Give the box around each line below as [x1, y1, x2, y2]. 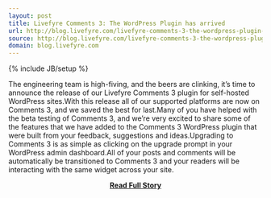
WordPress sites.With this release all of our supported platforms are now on [8, 97, 261, 106]
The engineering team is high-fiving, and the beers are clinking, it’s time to [8, 80, 256, 89]
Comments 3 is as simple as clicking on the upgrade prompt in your [8, 139, 233, 149]
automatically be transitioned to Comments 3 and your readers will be [8, 156, 240, 166]
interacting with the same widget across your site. [8, 165, 174, 175]
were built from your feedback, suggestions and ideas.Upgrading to [8, 130, 234, 141]
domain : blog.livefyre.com [8, 42, 99, 50]
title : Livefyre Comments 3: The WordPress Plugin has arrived [8, 19, 226, 27]
